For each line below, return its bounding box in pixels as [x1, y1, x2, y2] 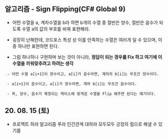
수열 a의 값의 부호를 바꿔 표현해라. [22, 26, 90, 32]
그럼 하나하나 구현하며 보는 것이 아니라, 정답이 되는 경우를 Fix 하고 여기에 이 [12, 54, 162, 60]
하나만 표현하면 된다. [17, 43, 59, 49]
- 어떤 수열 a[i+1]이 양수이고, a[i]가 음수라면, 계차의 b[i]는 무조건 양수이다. [7, 71, 159, 77]
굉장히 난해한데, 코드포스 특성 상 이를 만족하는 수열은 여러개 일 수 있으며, [12, 36, 157, 42]
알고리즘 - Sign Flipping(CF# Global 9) [5, 5, 126, 14]
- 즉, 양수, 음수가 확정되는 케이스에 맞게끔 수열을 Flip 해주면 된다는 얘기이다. [7, 91, 156, 96]
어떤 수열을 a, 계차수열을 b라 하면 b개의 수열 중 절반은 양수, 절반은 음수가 [12, 19, 158, 26]
